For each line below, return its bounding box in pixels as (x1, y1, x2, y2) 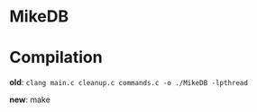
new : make (9, 94, 51, 105)
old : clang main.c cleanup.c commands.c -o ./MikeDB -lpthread (9, 77, 248, 88)
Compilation (9, 47, 103, 68)
